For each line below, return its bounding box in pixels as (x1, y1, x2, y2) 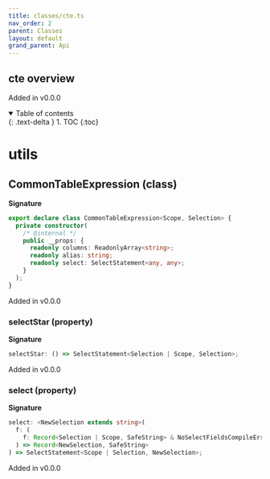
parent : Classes (8, 27, 63, 35)
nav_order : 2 (8, 19, 52, 27)
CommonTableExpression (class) (8, 177, 178, 191)
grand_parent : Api (8, 42, 70, 50)
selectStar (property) (8, 316, 93, 327)
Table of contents (15, 108, 74, 118)
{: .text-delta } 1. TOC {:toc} (8, 117, 99, 126)
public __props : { (22, 237, 84, 245)
